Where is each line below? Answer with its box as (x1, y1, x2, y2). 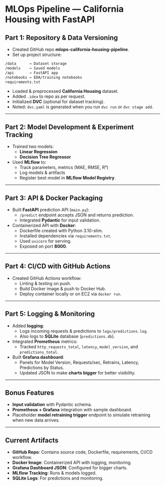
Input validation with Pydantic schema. (12, 401, 92, 407)
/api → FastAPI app (5, 70, 58, 75)
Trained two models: (12, 143, 54, 149)
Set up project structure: (12, 52, 62, 57)
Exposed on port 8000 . (19, 243, 67, 249)
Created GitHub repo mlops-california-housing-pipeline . (12, 47, 129, 52)
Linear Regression (19, 149, 58, 155)
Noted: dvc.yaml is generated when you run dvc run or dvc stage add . (12, 104, 154, 110)
